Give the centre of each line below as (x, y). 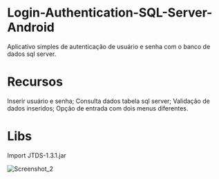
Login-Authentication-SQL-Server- (110, 13)
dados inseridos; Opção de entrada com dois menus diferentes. (98, 108)
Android (31, 27)
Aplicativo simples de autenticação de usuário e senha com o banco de (109, 46)
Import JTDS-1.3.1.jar (37, 155)
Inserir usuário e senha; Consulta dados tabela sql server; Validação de (109, 101)
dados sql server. (32, 54)
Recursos (35, 82)
